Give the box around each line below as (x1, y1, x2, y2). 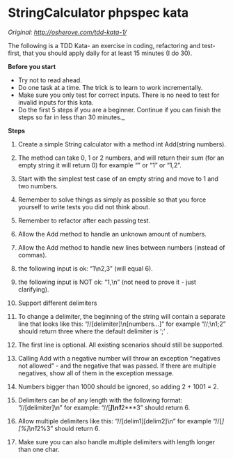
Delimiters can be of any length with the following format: (17, 396, 183, 404)
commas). (17, 250, 47, 259)
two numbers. (17, 181, 58, 190)
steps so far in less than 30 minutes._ (17, 113, 125, 121)
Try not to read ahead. (17, 75, 82, 84)
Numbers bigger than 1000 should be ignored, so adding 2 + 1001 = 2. (17, 382, 219, 391)
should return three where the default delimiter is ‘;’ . (17, 326, 169, 336)
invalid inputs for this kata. (17, 98, 94, 106)
